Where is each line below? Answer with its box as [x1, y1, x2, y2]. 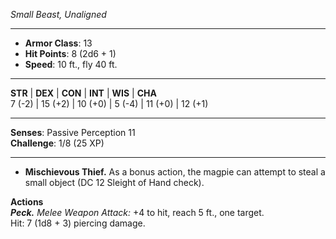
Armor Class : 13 [24, 37, 93, 49]
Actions [10, 196, 44, 208]
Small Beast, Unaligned [10, 9, 107, 20]
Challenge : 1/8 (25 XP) [10, 137, 105, 149]
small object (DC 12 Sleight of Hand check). [24, 177, 205, 188]
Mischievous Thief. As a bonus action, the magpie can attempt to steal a [24, 166, 326, 178]
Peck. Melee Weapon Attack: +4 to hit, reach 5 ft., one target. [10, 207, 265, 218]
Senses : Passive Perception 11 [10, 127, 136, 138]
